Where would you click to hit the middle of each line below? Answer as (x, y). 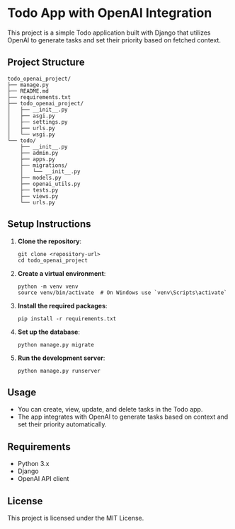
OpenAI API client (43, 479)
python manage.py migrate (56, 344)
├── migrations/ (44, 165)
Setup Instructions (49, 224)
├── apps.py (38, 159)
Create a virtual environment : (62, 273)
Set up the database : (48, 332)
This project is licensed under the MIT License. (76, 518)
